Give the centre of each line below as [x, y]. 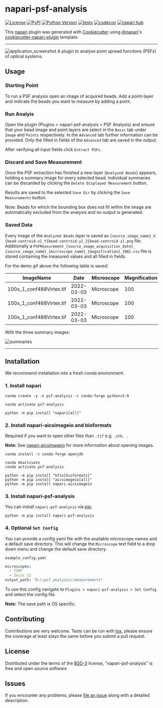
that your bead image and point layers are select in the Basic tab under [76, 130]
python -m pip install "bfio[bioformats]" [49, 475]
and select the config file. [31, 594]
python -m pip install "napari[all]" [43, 413]
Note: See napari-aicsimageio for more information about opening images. [80, 445]
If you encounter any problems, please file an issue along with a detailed [77, 695]
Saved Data [19, 225]
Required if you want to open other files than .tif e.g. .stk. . [67, 436]
